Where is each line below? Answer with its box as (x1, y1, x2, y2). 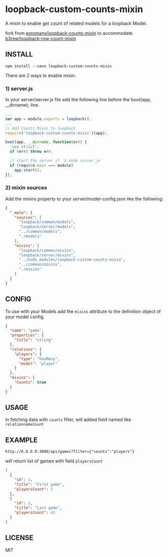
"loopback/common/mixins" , (18, 248, 76, 253)
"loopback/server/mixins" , (18, 252, 76, 258)
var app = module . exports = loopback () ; (5, 116, 92, 121)
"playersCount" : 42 (14, 510, 56, 516)
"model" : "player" (18, 361, 58, 366)
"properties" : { (10, 333, 44, 338)
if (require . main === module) (10, 163, 73, 168)
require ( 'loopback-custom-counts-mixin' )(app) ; (5, 131, 108, 136)
